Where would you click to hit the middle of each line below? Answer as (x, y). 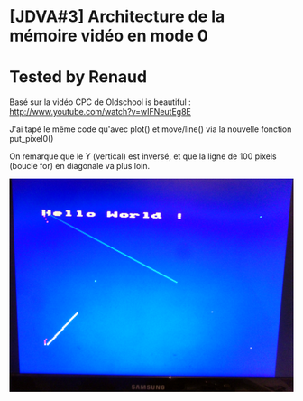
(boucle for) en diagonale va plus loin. (80, 166)
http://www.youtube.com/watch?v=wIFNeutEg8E (100, 112)
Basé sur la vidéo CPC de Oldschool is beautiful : (100, 102)
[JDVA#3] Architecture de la (117, 17)
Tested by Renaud (78, 77)
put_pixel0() (32, 139)
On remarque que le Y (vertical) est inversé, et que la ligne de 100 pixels (143, 156)
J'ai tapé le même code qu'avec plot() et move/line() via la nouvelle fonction (151, 129)
